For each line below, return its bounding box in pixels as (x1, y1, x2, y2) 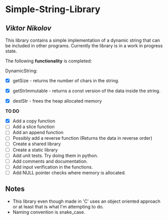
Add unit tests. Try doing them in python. (12, 152, 98, 159)
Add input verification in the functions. (12, 164, 93, 170)
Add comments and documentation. (12, 158, 88, 164)
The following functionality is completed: (5, 58, 92, 64)
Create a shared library (12, 141, 61, 147)
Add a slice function (12, 123, 55, 130)
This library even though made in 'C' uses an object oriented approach (12, 198, 161, 204)
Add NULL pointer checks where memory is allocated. (12, 169, 126, 176)
